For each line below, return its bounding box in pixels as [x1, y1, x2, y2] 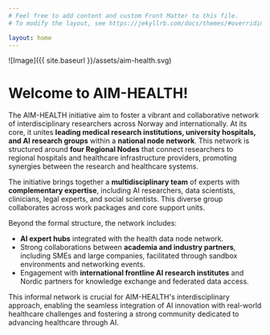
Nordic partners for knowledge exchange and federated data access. [19, 276, 249, 286]
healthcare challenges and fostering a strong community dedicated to [8, 309, 239, 319]
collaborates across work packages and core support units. [8, 202, 206, 213]
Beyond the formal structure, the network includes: [8, 219, 177, 228]
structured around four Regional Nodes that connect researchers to [8, 145, 234, 154]
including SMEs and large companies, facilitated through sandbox [19, 251, 238, 261]
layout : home [8, 34, 52, 42]
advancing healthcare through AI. [8, 318, 119, 328]
